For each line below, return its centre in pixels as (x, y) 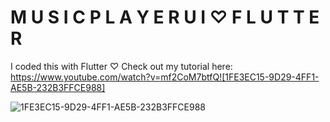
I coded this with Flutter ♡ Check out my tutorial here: (121, 66)
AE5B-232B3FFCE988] (58, 87)
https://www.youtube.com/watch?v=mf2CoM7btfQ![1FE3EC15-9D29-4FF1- (165, 77)
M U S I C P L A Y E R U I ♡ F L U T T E (165, 17)
